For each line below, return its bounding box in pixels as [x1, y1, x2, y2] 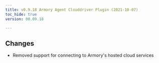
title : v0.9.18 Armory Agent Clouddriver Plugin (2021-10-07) [5, 7, 138, 12]
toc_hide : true [5, 12, 37, 17]
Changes [5, 39, 34, 48]
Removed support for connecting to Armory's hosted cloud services [12, 53, 154, 59]
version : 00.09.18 [5, 16, 44, 21]
